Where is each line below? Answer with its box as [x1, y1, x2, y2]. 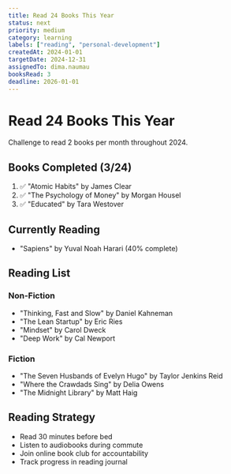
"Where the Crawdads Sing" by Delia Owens [19, 380, 164, 389]
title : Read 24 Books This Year [8, 11, 114, 20]
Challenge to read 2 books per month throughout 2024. [8, 137, 188, 147]
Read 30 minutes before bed [19, 431, 113, 441]
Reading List [8, 266, 71, 280]
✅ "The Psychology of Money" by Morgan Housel [19, 190, 181, 200]
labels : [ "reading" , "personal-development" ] [8, 41, 160, 49]
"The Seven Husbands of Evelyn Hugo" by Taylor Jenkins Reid [19, 371, 223, 381]
